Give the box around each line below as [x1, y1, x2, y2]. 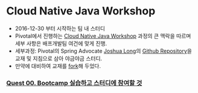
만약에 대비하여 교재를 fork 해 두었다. [14, 62, 101, 70]
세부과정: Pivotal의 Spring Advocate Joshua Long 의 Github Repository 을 [14, 47, 192, 55]
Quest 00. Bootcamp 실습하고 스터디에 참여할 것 [6, 79, 142, 87]
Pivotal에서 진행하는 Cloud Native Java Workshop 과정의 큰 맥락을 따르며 [14, 32, 191, 40]
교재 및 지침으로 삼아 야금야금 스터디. [14, 55, 103, 62]
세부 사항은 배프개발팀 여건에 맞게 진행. [14, 40, 107, 47]
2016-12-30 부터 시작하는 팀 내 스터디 [14, 25, 106, 32]
